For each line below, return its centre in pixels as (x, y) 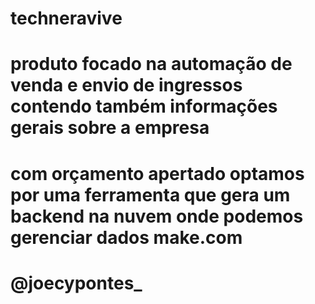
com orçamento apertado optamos (157, 173)
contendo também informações (144, 106)
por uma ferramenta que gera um (150, 194)
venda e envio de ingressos (126, 85)
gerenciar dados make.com (126, 237)
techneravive (66, 18)
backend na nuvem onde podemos (157, 216)
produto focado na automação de (151, 64)
